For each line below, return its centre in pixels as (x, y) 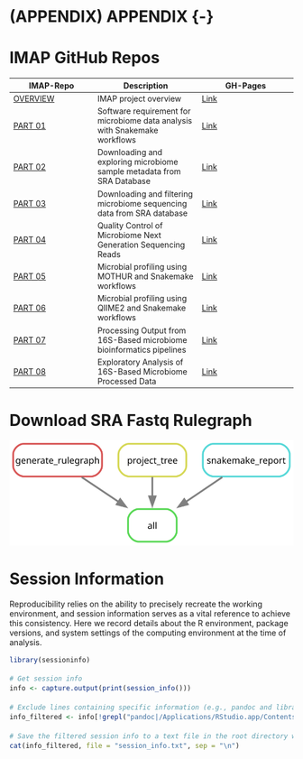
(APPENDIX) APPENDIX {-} (112, 17)
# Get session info (46, 679)
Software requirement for (144, 111)
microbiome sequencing (142, 203)
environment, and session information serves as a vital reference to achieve (150, 613)
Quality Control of (130, 225)
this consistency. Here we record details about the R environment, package (149, 623)
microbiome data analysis (145, 121)
